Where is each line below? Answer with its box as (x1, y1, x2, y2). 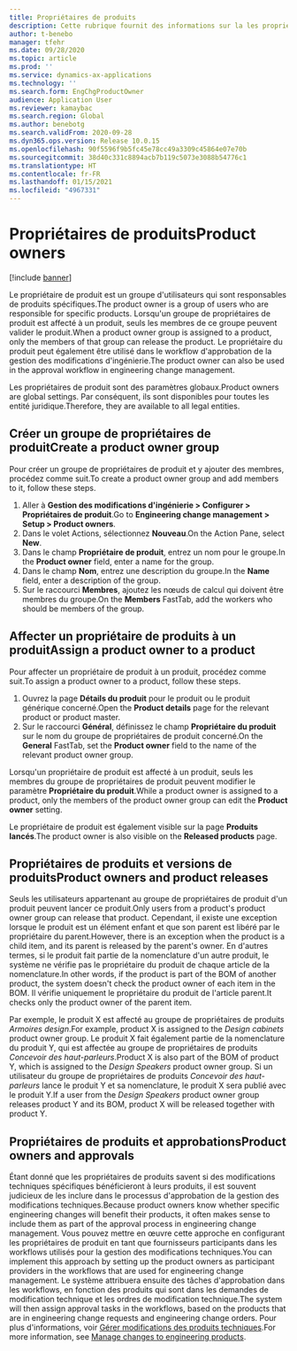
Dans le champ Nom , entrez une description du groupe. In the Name (21, 565, 270, 576)
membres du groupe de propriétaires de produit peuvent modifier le (9, 776, 256, 787)
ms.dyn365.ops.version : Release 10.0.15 (9, 136, 161, 145)
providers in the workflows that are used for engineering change (9, 1266, 244, 1277)
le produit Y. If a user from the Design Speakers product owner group (9, 1090, 260, 1100)
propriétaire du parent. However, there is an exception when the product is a (9, 931, 286, 942)
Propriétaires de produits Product (9, 224, 256, 245)
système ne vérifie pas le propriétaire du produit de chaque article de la (9, 959, 270, 970)
